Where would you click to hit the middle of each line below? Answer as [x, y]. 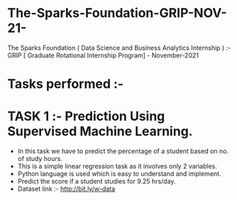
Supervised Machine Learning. [100, 132]
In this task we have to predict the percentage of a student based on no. [123, 151]
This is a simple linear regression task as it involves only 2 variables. [117, 166]
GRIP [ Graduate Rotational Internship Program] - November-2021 [103, 55]
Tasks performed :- [66, 84]
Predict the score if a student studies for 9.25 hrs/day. [97, 182]
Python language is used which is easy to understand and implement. [119, 174]
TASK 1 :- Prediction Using [86, 117]
